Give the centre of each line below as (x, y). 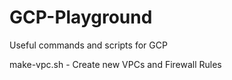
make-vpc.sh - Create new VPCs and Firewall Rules (115, 64)
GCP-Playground (81, 17)
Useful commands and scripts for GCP (88, 45)
